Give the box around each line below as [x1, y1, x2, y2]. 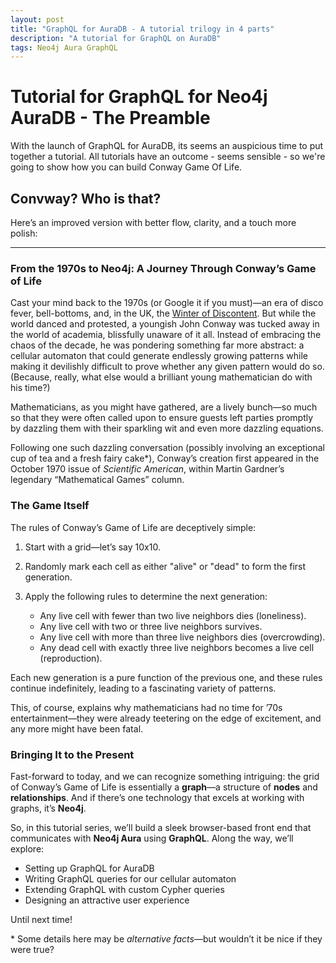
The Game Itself [10, 499, 90, 513]
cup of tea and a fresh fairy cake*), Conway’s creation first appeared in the [10, 452, 320, 465]
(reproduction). [39, 652, 103, 664]
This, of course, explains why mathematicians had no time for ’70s [10, 701, 283, 713]
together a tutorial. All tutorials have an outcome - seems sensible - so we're [10, 151, 326, 163]
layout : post [10, 14, 65, 25]
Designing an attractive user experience [24, 894, 190, 906]
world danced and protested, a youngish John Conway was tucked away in [10, 318, 320, 330]
